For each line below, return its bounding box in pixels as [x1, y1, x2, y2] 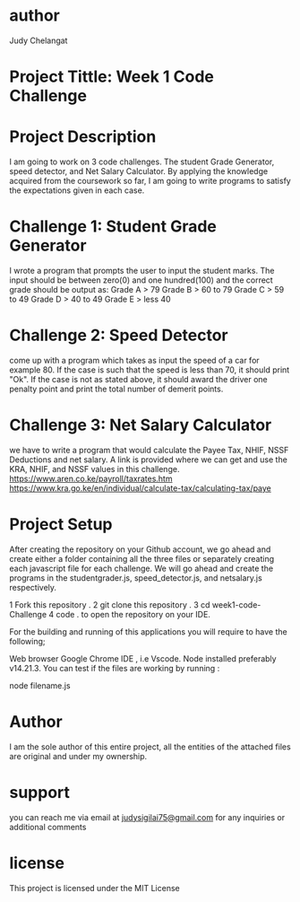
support [9, 782, 70, 802]
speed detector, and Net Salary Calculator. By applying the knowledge [9, 166, 269, 177]
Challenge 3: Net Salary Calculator [9, 415, 272, 435]
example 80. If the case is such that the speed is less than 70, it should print [9, 364, 290, 375]
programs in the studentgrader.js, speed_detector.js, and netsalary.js [9, 572, 262, 583]
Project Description [9, 127, 157, 147]
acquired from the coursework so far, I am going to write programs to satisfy [9, 176, 291, 187]
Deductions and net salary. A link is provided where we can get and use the [9, 454, 288, 465]
